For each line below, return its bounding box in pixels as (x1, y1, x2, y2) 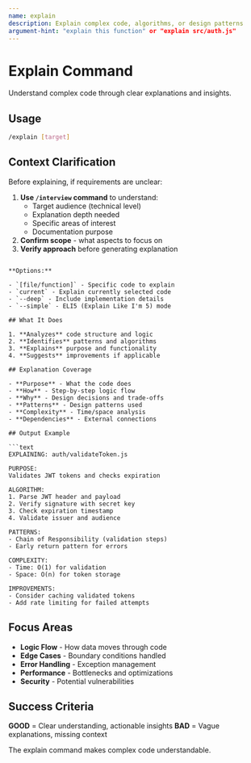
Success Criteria (8, 700, 94, 714)
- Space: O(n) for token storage (8, 570, 121, 578)
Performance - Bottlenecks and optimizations (19, 668, 174, 677)
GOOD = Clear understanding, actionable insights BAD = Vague (8, 721, 220, 731)
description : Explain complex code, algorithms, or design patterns (8, 19, 244, 27)
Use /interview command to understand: (19, 192, 159, 202)
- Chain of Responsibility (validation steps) (8, 535, 168, 543)
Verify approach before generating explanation (19, 244, 178, 254)
